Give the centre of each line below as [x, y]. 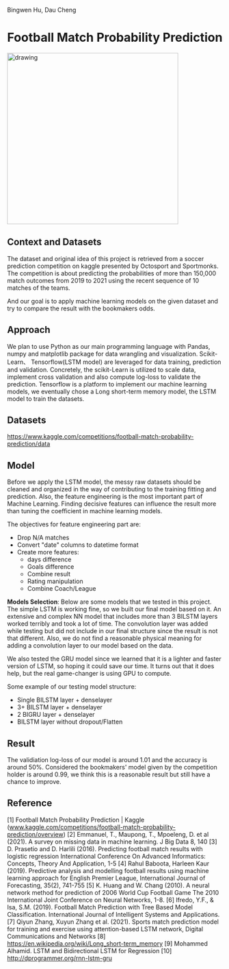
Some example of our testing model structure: [72, 687]
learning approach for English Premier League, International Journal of [106, 878]
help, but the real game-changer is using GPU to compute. [90, 674]
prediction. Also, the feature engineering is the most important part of [105, 497]
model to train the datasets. [46, 398]
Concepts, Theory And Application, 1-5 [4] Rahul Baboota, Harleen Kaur [108, 863]
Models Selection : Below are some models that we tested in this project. [109, 602]
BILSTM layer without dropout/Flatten [70, 722]
